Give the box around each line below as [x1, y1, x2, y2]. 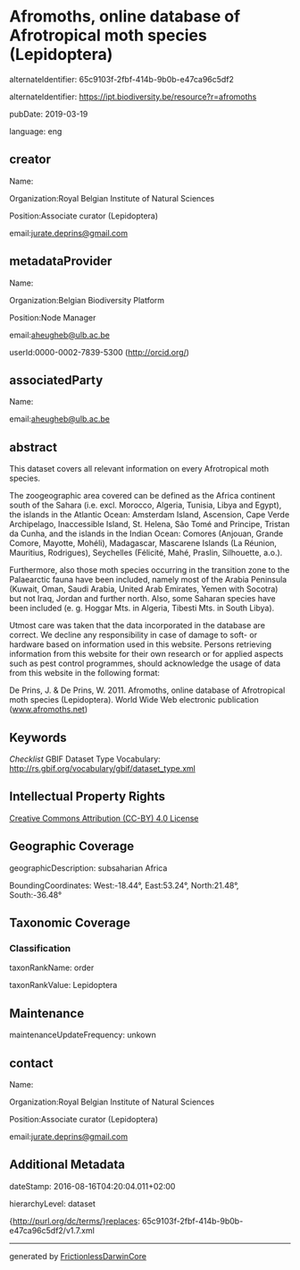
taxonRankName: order [9, 962, 95, 973]
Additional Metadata [9, 1157, 126, 1172]
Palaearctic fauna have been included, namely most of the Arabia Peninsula [9, 575, 287, 585]
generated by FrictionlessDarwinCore [9, 1250, 147, 1261]
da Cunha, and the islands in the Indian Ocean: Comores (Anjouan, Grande [9, 528, 284, 539]
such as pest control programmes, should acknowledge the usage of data [9, 658, 281, 669]
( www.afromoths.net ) [9, 704, 88, 715]
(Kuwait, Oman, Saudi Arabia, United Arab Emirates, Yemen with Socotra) [9, 584, 279, 594]
